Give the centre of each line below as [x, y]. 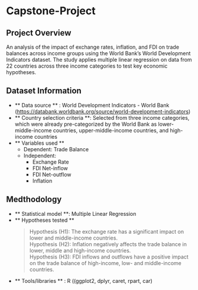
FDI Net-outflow [52, 174]
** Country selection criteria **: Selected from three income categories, [102, 117]
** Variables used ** [40, 143]
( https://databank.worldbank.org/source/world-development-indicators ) [103, 111]
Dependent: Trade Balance [56, 149]
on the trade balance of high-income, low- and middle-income [105, 263]
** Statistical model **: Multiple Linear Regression [75, 213]
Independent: [40, 155]
